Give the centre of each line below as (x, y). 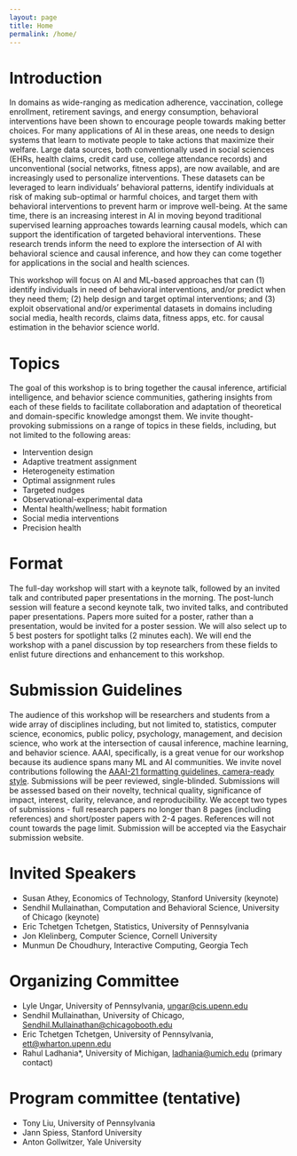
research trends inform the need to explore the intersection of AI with (136, 244)
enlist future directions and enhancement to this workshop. (117, 655)
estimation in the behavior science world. (84, 327)
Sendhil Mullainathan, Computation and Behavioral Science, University (151, 908)
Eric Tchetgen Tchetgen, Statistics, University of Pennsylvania (136, 927)
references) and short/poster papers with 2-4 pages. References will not (142, 819)
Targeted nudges (53, 490)
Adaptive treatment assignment (79, 462)
